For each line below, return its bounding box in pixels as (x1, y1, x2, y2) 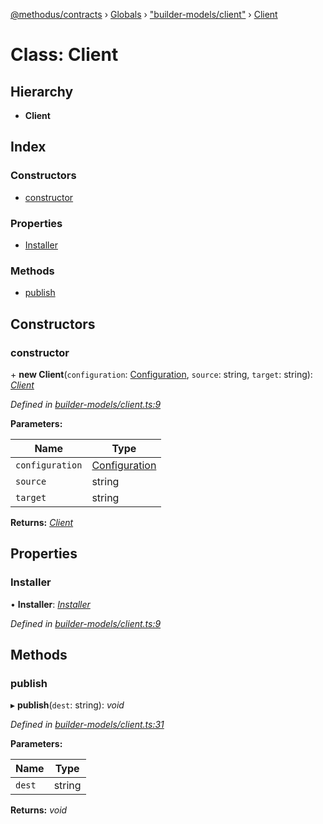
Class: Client (10, 44, 119, 66)
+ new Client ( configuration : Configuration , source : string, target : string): (10, 368, 313, 380)
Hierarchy (10, 83, 74, 100)
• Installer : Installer (10, 598, 91, 610)
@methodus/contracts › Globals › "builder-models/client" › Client (10, 9, 278, 20)
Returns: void (10, 804, 68, 816)
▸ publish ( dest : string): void (10, 699, 125, 711)
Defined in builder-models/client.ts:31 (10, 719, 165, 731)
